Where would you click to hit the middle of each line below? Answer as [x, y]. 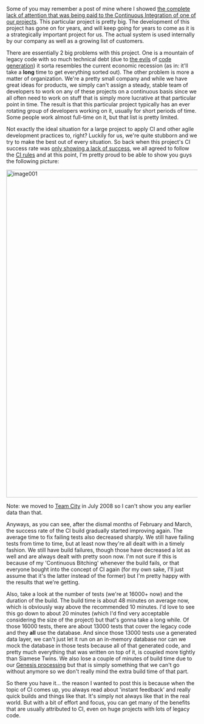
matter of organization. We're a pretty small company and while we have [97, 79]
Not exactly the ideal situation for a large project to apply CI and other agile [100, 129]
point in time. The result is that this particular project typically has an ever [98, 104]
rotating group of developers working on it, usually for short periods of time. [101, 111]
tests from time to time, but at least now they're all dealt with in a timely [96, 543]
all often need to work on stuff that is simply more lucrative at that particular [101, 98]
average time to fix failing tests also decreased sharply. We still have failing [100, 537]
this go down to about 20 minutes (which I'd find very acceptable [88, 613]
